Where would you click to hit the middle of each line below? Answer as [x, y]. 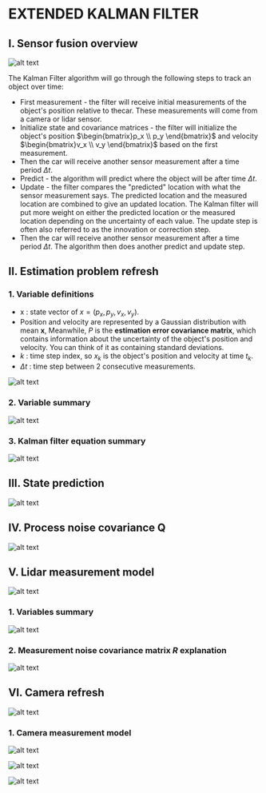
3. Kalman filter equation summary [77, 440]
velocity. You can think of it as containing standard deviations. [122, 348]
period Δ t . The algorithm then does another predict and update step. [132, 246]
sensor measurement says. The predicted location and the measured [133, 195]
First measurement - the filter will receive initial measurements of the [133, 102]
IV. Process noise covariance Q [87, 528]
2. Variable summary [50, 403]
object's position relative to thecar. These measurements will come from [139, 110]
